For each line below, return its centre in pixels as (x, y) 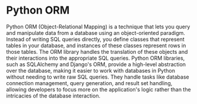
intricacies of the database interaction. (53, 96)
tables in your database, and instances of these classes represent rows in (96, 45)
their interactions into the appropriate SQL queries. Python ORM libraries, (96, 58)
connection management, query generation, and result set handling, (89, 83)
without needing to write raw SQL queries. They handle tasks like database (98, 77)
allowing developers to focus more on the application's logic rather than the (99, 89)
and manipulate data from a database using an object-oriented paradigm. (96, 32)
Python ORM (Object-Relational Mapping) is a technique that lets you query (98, 27)
